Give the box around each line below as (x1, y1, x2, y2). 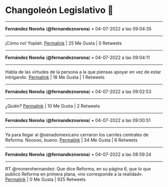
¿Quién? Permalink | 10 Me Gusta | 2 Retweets (5, 102, 100, 109)
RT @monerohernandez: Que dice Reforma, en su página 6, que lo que (5, 165, 151, 171)
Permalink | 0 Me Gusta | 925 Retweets (5, 176, 86, 182)
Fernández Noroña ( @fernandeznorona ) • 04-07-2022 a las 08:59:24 (5, 151, 151, 157)
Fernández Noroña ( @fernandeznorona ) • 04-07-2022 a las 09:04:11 (5, 54, 150, 60)
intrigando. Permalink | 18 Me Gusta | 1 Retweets (5, 74, 105, 80)
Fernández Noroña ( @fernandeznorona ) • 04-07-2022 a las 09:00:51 (5, 117, 151, 123)
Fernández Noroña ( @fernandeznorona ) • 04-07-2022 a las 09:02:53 (5, 88, 151, 94)
